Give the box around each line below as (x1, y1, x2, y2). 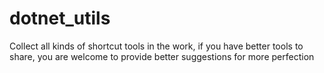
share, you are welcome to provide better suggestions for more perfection (9, 50, 315, 62)
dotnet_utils (9, 7, 111, 30)
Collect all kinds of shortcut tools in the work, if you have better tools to (9, 40, 304, 52)
